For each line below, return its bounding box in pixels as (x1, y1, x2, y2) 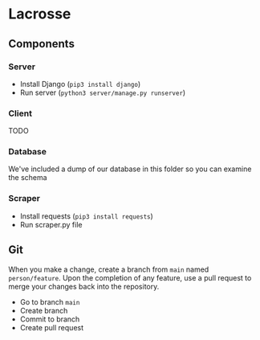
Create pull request (19, 322, 84, 332)
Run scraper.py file (19, 219, 83, 229)
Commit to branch (19, 314, 80, 324)
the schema (8, 173, 47, 182)
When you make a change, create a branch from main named (8, 264, 209, 274)
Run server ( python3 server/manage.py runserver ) (19, 88, 186, 97)
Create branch (19, 305, 68, 315)
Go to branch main (19, 297, 80, 306)
